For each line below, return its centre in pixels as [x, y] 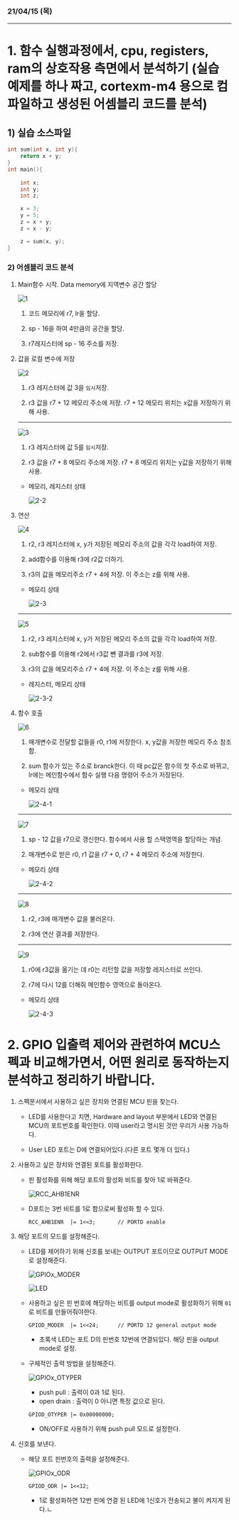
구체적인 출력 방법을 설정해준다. [72, 1363]
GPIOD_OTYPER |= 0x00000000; [71, 1414]
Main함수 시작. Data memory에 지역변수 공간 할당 [87, 284]
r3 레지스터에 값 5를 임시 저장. [68, 447]
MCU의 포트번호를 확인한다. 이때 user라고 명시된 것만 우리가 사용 [119, 1125]
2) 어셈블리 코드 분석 [41, 267]
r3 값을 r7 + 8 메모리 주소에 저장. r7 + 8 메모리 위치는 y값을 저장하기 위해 [130, 462]
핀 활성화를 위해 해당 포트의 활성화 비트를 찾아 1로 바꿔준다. [110, 1179]
